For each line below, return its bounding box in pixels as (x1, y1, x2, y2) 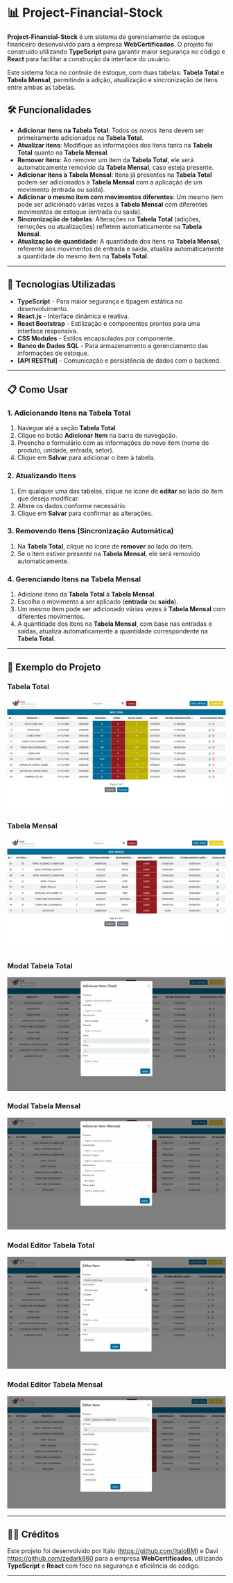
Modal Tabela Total (7, 961, 73, 970)
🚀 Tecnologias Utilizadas (7, 278, 116, 290)
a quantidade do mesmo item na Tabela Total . (17, 251, 149, 260)
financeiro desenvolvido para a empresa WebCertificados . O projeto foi (7, 40, 214, 48)
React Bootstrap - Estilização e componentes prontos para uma (17, 319, 200, 327)
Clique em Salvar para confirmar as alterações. (17, 509, 153, 517)
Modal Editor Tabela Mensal (7, 1380, 103, 1389)
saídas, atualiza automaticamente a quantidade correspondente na (17, 627, 208, 636)
